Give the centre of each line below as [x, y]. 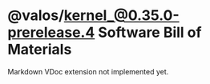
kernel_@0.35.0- [121, 16]
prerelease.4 [51, 32]
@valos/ [36, 16]
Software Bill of [150, 32]
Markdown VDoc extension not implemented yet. [88, 71]
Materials [40, 50]
